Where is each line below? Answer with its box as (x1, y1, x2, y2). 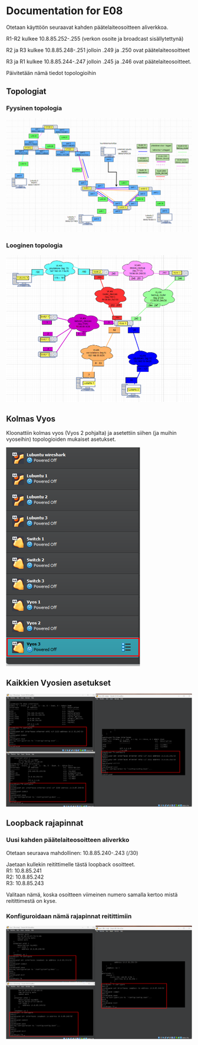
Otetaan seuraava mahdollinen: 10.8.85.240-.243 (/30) (6, 849, 138, 856)
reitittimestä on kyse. (6, 897, 57, 904)
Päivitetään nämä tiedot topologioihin (6, 69, 96, 76)
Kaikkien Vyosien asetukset (6, 677, 111, 688)
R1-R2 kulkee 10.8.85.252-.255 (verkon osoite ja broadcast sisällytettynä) (6, 35, 184, 42)
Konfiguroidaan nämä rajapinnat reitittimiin (6, 912, 132, 920)
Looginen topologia (6, 241, 63, 250)
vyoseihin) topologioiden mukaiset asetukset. (6, 435, 116, 443)
